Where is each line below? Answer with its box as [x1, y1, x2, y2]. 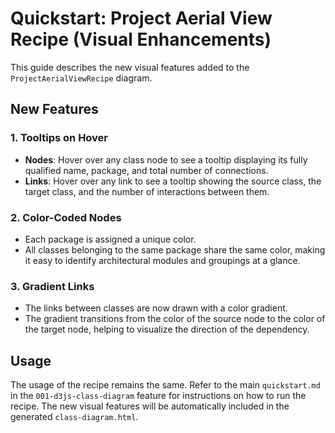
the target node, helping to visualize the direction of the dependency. [24, 323, 310, 336]
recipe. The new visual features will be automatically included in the [10, 400, 290, 412]
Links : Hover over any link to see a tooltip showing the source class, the [24, 175, 322, 187]
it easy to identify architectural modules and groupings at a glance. [24, 254, 301, 266]
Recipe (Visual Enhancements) [10, 28, 272, 51]
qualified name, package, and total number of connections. [24, 164, 269, 176]
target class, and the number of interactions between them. [24, 185, 270, 197]
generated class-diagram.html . [10, 411, 139, 423]
